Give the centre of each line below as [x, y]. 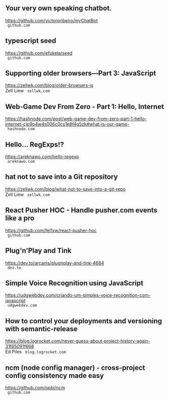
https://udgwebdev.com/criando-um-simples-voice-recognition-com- [78, 295]
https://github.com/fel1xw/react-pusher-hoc [51, 230]
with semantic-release [42, 329]
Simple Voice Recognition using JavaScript [74, 283]
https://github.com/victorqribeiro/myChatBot [52, 20]
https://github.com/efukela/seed [39, 53]
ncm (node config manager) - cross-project [75, 367]
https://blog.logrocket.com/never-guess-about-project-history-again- [78, 341]
